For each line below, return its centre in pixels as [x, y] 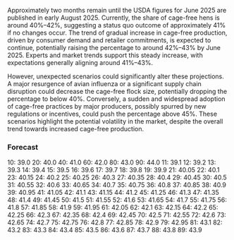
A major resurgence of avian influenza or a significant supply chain [105, 84]
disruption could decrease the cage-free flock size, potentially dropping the [117, 91]
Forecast [23, 147]
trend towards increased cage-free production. [76, 129]
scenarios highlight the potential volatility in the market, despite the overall [115, 121]
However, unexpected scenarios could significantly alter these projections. [116, 76]
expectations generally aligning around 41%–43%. [80, 62]
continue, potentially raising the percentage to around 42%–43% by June [114, 48]
